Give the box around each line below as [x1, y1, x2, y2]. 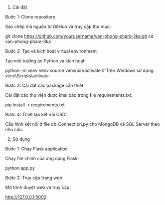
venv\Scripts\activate [5, 73, 49, 79]
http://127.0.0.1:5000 [5, 194, 47, 200]
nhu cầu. [5, 127, 23, 132]
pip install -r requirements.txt [5, 102, 65, 108]
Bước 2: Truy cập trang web [5, 175, 62, 181]
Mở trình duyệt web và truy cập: [5, 185, 71, 190]
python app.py [5, 165, 35, 171]
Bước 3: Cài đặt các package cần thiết [5, 82, 84, 88]
